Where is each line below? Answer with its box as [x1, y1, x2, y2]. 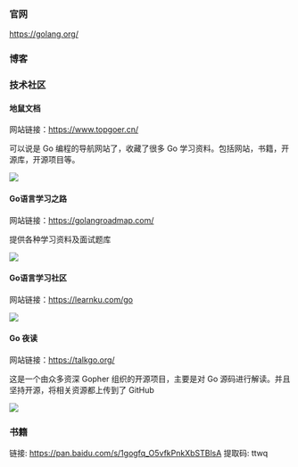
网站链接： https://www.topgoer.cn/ [9, 124, 139, 135]
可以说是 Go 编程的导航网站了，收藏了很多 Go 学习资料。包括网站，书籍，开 [9, 143, 290, 154]
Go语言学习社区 [9, 272, 68, 283]
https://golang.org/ [9, 29, 79, 39]
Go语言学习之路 [9, 193, 68, 204]
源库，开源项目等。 [9, 154, 80, 165]
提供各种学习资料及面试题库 [9, 234, 112, 245]
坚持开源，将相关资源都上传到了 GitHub [9, 384, 154, 395]
